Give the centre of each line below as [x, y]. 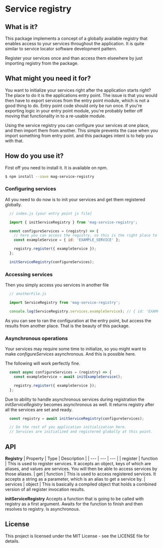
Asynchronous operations [36, 338]
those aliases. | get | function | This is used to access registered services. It [81, 474]
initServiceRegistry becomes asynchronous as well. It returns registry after [80, 404]
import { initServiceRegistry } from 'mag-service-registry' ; [73, 222]
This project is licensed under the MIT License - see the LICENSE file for [77, 536]
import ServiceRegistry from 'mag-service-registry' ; [65, 302]
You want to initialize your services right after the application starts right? [78, 90]
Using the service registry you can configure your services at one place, [77, 125]
